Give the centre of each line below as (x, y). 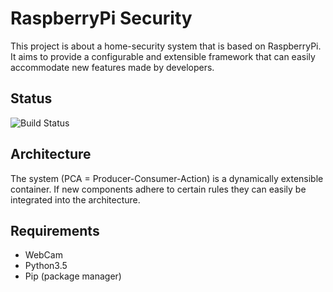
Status (31, 98)
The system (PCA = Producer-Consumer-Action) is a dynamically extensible (167, 178)
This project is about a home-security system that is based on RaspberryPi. (166, 46)
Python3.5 (46, 266)
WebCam (43, 255)
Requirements (55, 230)
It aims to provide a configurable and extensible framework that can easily (163, 56)
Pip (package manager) (73, 276)
